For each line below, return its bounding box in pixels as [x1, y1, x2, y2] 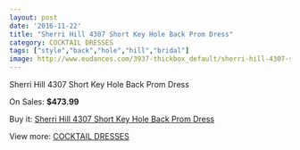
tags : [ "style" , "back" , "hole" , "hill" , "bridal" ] [9, 46, 190, 55]
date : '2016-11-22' [9, 21, 82, 30]
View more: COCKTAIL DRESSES [9, 131, 129, 141]
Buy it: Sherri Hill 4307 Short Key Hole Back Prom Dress [9, 113, 215, 124]
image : [9, 54, 34, 63]
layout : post [9, 12, 58, 22]
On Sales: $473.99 [9, 96, 79, 107]
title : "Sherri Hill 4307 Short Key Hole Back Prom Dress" [9, 29, 234, 38]
